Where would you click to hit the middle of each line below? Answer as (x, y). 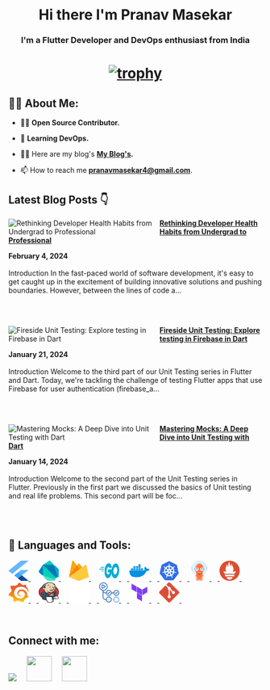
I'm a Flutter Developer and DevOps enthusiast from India (135, 40)
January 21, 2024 (38, 354)
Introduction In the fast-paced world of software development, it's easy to (131, 273)
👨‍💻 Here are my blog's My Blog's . (77, 154)
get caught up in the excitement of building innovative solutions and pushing (135, 281)
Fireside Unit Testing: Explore (210, 330)
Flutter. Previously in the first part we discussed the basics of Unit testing (130, 487)
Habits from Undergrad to (204, 231)
